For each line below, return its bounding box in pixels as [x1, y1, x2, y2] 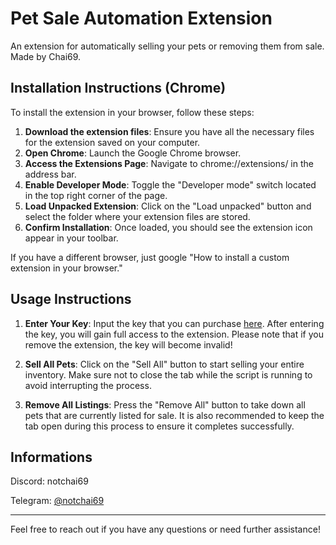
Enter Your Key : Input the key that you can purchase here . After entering [24, 317, 325, 329]
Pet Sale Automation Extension [10, 7, 273, 30]
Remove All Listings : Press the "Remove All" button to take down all [24, 398, 306, 411]
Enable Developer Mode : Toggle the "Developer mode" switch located [24, 178, 317, 191]
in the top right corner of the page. [24, 189, 168, 201]
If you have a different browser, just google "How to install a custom [10, 251, 290, 263]
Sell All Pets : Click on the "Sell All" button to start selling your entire [24, 358, 305, 370]
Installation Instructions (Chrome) [10, 80, 227, 97]
